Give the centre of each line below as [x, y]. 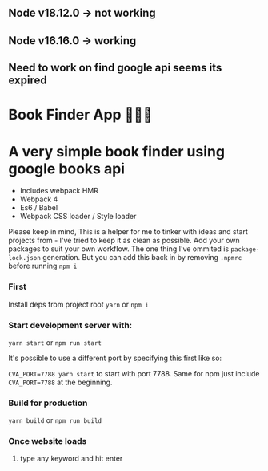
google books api [67, 169]
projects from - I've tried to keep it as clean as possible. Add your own [124, 241]
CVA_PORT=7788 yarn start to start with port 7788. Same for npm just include [134, 373]
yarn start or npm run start [55, 342]
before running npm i [43, 266]
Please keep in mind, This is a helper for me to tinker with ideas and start [128, 232]
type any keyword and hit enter [71, 459]
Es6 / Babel [39, 208]
